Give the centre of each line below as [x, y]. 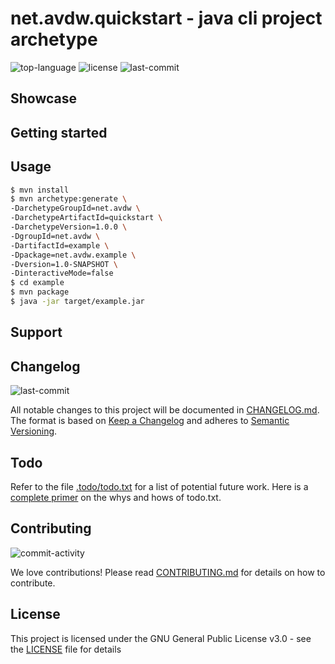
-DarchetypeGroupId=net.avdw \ [75, 208]
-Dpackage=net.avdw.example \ [73, 255]
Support [36, 332]
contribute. [33, 583]
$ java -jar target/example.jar [77, 302]
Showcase [44, 98]
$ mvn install [40, 190]
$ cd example [37, 283]
